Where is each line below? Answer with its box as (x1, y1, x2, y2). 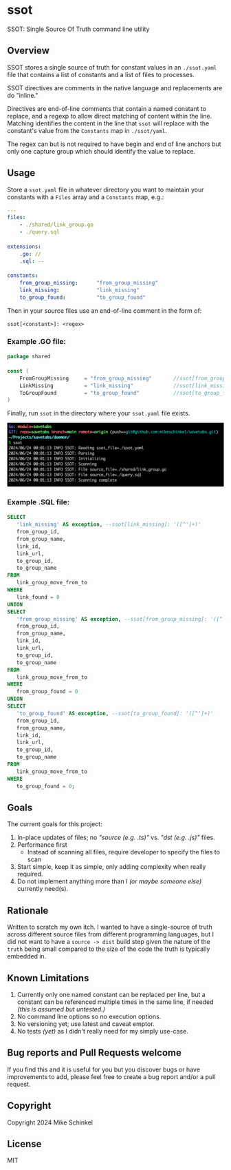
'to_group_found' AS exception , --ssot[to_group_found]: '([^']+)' (16, 710, 214, 717)
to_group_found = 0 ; (16, 783, 76, 790)
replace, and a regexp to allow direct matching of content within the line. (7, 112, 212, 120)
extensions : (7, 243, 41, 250)
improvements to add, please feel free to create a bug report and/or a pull (7, 1072, 216, 1080)
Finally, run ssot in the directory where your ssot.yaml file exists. (7, 409, 190, 418)
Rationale (7, 905, 49, 916)
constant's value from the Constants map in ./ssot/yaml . (7, 126, 167, 134)
